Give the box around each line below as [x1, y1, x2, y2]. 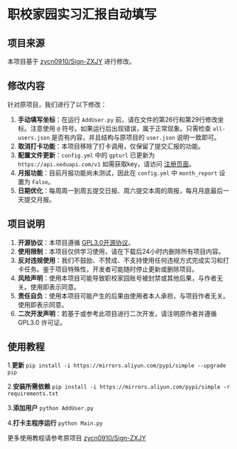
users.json [17, 134, 50, 141]
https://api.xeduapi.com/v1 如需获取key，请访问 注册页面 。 [17, 159, 195, 168]
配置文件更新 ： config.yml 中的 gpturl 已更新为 [17, 151, 155, 159]
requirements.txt [7, 390, 59, 398]
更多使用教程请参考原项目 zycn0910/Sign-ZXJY [7, 434, 147, 443]
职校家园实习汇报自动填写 [7, 6, 158, 23]
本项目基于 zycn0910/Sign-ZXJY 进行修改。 [7, 58, 136, 65]
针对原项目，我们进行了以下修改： [7, 100, 107, 109]
